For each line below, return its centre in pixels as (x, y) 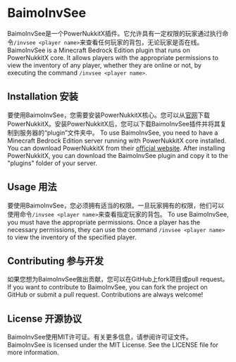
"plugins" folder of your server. (52, 163)
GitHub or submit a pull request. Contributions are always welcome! (105, 295)
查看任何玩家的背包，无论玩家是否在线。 (144, 42)
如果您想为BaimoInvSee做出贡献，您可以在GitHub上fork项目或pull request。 (118, 279)
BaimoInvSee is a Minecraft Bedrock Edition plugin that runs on (99, 50)
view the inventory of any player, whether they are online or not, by (105, 65)
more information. (33, 352)
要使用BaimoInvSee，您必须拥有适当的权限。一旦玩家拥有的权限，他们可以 (116, 205)
